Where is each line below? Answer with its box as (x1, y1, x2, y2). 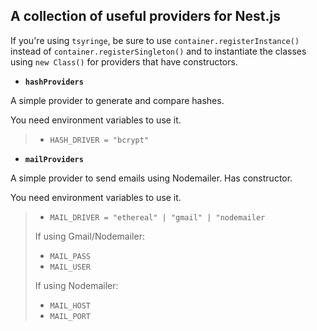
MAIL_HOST (49, 300, 92, 311)
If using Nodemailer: (34, 279, 119, 291)
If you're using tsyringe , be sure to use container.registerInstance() (10, 34, 300, 46)
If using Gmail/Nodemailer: (34, 230, 145, 242)
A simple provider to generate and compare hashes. (10, 94, 225, 106)
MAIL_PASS (49, 251, 92, 261)
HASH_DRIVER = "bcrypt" (49, 135, 150, 145)
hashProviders (24, 77, 84, 87)
